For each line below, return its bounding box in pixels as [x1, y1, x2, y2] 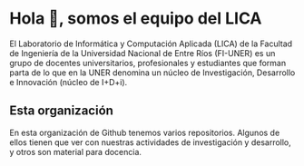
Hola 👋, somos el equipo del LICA [9, 8, 262, 29]
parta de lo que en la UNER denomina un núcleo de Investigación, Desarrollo [9, 67, 296, 78]
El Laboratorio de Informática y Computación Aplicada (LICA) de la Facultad [9, 38, 293, 49]
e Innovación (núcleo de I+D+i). [9, 76, 128, 87]
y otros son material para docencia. [9, 146, 142, 157]
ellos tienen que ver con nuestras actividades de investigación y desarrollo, [9, 136, 292, 148]
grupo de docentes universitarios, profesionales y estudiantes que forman [9, 57, 287, 68]
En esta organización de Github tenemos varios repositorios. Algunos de [9, 127, 280, 138]
